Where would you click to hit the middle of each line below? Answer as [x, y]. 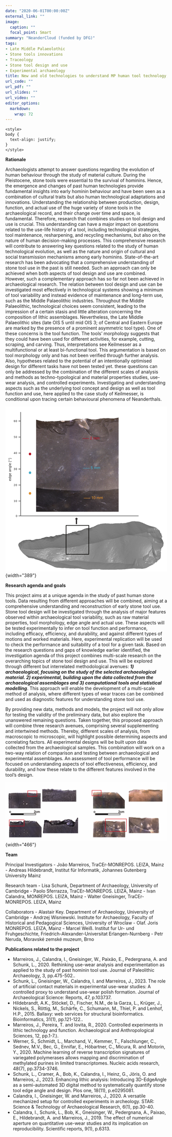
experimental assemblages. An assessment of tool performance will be [80, 759]
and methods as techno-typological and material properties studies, [77, 377]
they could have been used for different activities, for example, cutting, [80, 339]
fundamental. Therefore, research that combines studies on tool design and [85, 219]
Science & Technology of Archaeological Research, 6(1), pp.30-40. [83, 1107]
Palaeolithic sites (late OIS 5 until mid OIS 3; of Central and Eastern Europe [84, 323]
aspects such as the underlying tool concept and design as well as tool [80, 388]
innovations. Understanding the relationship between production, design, [83, 202]
